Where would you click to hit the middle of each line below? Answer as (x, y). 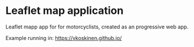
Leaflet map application (65, 11)
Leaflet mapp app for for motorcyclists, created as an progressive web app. (97, 27)
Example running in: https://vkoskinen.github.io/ (64, 38)
